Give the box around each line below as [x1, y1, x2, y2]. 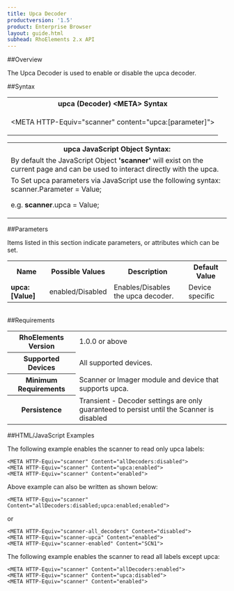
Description [127, 267, 168, 276]
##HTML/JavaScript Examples [7, 431, 95, 440]
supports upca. [79, 384, 129, 394]
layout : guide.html [7, 29, 64, 37]
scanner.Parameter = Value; [10, 184, 102, 194]
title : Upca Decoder [7, 10, 68, 17]
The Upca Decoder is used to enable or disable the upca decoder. [7, 69, 197, 77]
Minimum [25, 375, 58, 385]
